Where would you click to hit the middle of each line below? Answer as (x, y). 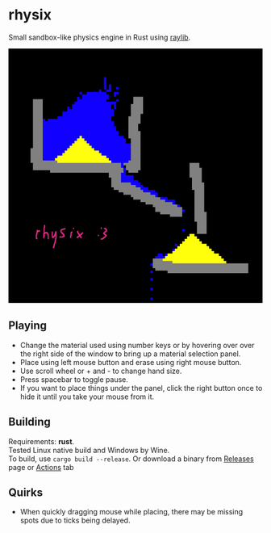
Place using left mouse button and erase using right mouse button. (131, 362)
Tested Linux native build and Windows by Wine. (89, 450)
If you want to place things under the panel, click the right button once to (141, 388)
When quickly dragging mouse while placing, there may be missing (131, 512)
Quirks (25, 492)
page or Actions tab (41, 467)
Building (29, 422)
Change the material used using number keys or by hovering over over (137, 345)
